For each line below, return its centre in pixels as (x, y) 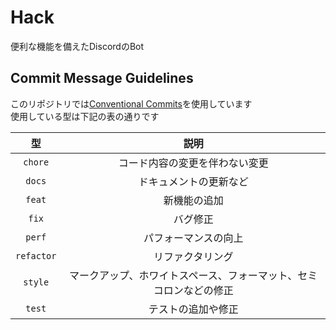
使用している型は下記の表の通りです (85, 116)
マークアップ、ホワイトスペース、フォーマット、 (183, 275)
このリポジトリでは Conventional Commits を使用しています (131, 103)
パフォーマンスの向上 (193, 238)
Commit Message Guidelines (102, 78)
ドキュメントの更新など (193, 181)
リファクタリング (193, 256)
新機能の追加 (193, 200)
